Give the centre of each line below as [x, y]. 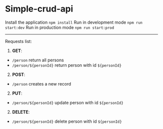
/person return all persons [38, 60]
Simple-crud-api [39, 9]
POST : [19, 74]
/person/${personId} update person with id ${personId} [68, 102]
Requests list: [18, 41]
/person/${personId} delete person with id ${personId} [67, 121]
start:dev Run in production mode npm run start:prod [60, 27]
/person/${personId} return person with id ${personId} [67, 65]
